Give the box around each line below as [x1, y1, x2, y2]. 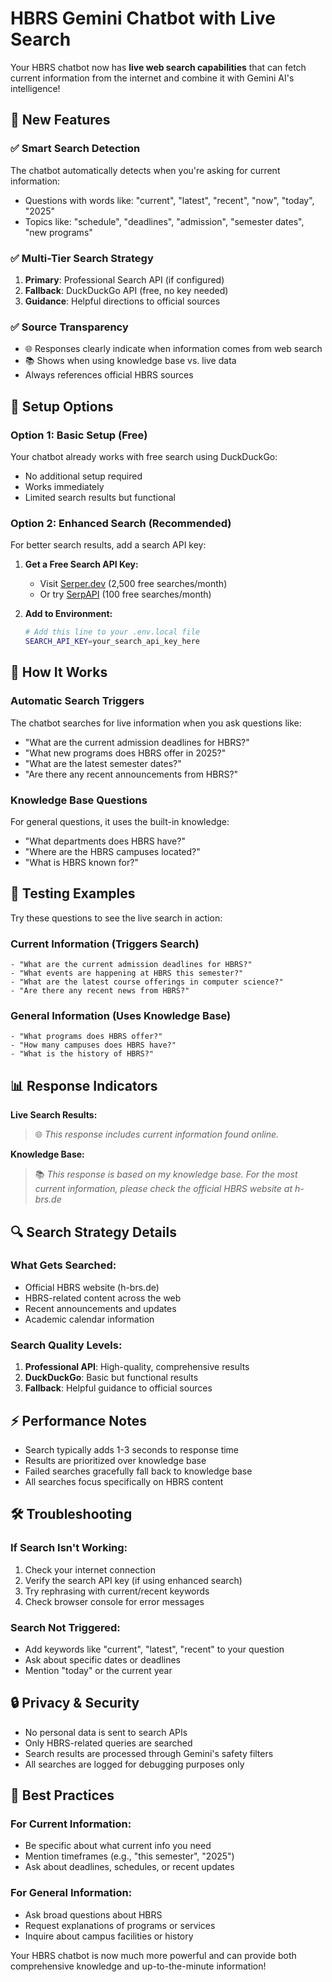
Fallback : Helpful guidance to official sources [24, 1382, 213, 1394]
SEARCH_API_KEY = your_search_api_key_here [24, 637, 201, 647]
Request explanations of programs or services [24, 1919, 216, 1931]
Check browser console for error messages [24, 1595, 205, 1607]
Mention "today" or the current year [24, 1664, 173, 1676]
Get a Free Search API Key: [24, 558, 139, 571]
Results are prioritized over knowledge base [24, 1454, 207, 1466]
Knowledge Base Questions [10, 793, 148, 807]
